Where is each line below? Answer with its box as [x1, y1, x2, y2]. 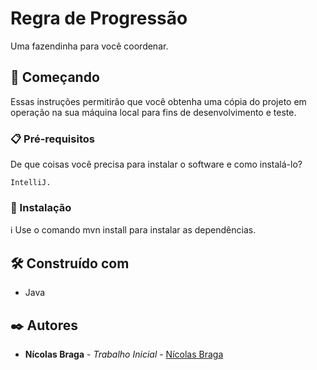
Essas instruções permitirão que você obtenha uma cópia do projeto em [10, 95, 307, 107]
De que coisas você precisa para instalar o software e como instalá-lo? [10, 158, 303, 171]
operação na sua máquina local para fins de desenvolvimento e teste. [10, 106, 297, 118]
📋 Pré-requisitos [10, 132, 95, 146]
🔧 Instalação [10, 200, 72, 214]
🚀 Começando [10, 69, 100, 86]
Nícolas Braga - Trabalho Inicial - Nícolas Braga [24, 348, 224, 360]
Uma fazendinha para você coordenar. [10, 40, 169, 52]
